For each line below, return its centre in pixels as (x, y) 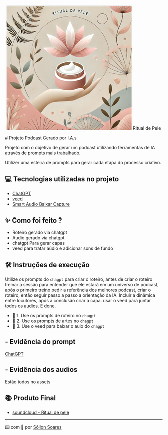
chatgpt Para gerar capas (38, 243)
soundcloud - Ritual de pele (41, 413)
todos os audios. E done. (31, 306)
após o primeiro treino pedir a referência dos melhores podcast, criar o (78, 290)
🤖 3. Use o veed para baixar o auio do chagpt (58, 326)
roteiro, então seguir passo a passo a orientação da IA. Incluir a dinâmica (80, 295)
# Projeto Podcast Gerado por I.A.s (41, 138)
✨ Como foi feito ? (34, 220)
